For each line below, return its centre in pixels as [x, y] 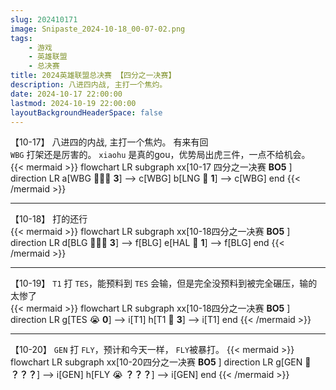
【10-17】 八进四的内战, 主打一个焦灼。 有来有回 [109, 142]
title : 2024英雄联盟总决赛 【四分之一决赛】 [93, 76]
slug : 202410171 [44, 19]
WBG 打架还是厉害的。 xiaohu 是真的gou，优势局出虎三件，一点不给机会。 [160, 155]
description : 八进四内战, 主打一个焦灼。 [89, 85]
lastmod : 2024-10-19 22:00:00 [73, 103]
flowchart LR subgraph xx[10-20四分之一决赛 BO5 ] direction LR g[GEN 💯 [161, 362]
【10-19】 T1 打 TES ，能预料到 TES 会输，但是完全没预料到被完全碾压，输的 [164, 283]
